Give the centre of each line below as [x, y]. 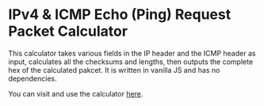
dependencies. [33, 78]
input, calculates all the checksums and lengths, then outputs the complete [131, 62]
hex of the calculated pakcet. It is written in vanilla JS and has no [114, 70]
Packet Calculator [68, 31]
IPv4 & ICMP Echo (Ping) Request [120, 15]
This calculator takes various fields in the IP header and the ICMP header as [132, 53]
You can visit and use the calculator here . [76, 93]
